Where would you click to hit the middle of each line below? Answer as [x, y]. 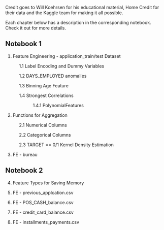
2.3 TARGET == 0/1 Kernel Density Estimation [67, 145]
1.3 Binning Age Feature [44, 85]
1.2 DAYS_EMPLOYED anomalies [53, 76]
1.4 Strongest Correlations [46, 95]
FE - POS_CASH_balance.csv [43, 202]
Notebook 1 [24, 44]
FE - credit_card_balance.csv [43, 212]
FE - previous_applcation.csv [43, 192]
